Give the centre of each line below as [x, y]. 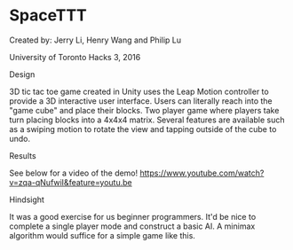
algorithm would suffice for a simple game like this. [102, 235]
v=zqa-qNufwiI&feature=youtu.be [71, 182]
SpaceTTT [48, 16]
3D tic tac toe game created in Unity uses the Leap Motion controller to [139, 91]
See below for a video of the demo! [74, 173]
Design [22, 74]
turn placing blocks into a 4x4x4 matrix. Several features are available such [147, 120]
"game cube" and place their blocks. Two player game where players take [144, 110]
